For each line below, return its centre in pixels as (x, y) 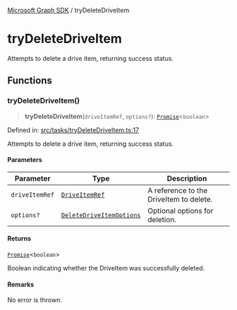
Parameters (25, 160)
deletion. (162, 219)
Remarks (21, 284)
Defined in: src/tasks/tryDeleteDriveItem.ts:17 (73, 130)
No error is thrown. (35, 300)
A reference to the (178, 190)
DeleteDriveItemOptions (101, 215)
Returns (19, 239)
